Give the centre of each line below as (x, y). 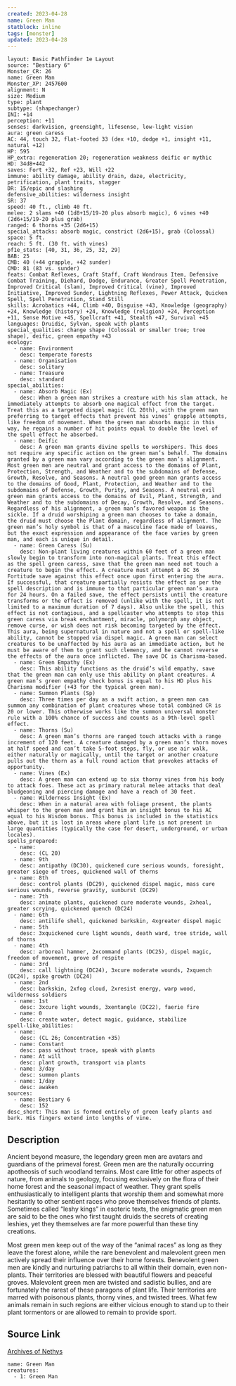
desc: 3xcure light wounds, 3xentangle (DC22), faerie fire (110, 1007)
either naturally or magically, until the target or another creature (113, 755)
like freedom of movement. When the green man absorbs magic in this (111, 423)
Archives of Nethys (35, 1351)
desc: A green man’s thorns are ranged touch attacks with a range (120, 737)
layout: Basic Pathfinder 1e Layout (61, 59)
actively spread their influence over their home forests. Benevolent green (113, 1259)
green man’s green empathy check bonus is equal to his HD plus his (110, 681)
